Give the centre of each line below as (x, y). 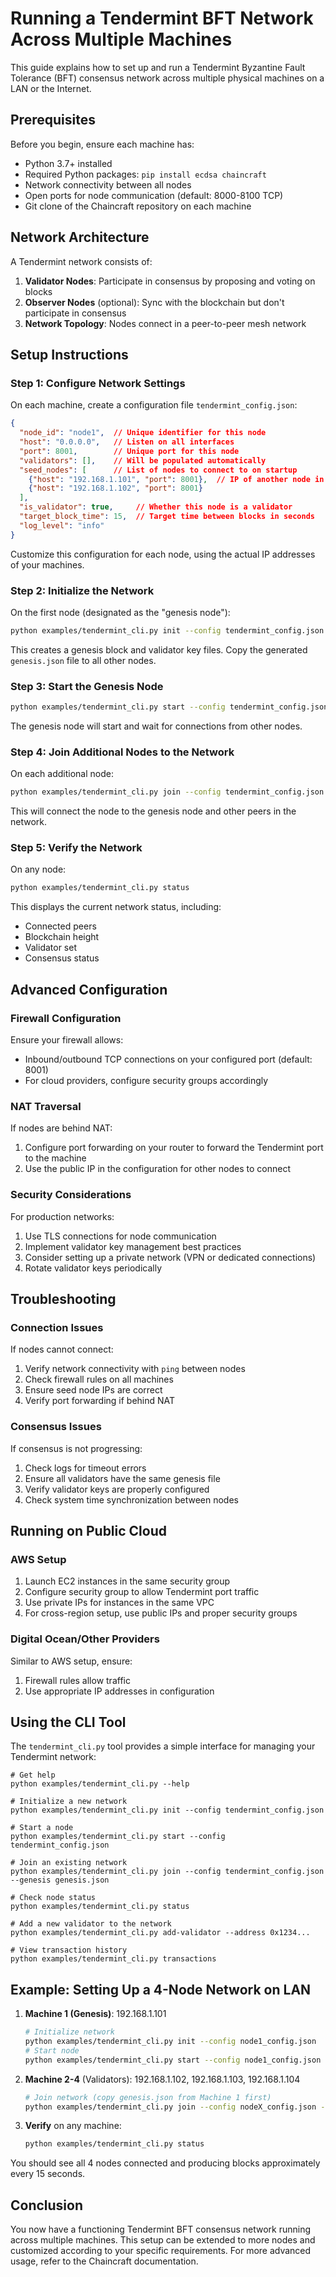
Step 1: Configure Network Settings (98, 383)
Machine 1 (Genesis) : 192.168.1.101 (95, 2014)
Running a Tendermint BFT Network (162, 18)
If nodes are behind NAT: (61, 1128)
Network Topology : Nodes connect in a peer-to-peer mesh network (165, 323)
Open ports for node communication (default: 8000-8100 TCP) (154, 195)
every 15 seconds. (48, 2174)
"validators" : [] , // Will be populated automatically (143, 460)
